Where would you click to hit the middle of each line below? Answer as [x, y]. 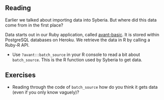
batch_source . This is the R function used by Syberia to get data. [77, 60]
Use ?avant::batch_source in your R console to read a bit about [76, 54]
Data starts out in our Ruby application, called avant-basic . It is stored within [82, 34]
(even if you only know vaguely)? [46, 92]
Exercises [20, 75]
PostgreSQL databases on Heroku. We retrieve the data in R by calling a [78, 40]
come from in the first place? [34, 25]
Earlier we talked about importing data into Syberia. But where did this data [81, 20]
